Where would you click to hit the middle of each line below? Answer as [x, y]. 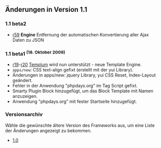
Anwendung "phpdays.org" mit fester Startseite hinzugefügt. [75, 102]
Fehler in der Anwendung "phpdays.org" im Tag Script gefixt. [75, 86]
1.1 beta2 [16, 24]
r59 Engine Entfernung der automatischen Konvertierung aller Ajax [80, 35]
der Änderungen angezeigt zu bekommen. [48, 131]
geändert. [22, 80]
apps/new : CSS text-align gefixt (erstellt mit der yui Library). [73, 70]
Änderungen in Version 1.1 [46, 10]
